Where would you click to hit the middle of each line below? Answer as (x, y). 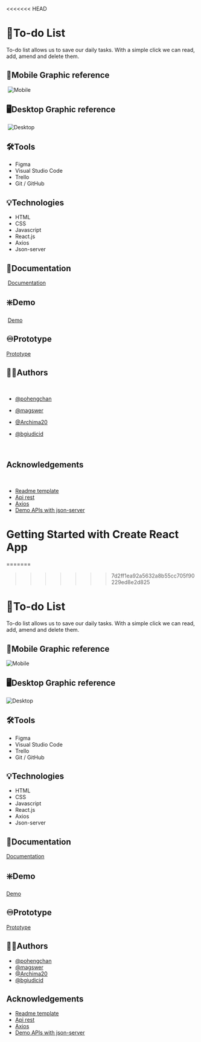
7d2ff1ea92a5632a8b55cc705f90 (153, 576)
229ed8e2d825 (131, 582)
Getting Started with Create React (93, 535)
